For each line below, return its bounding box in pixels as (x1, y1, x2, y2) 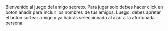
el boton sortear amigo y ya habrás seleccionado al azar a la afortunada (5, 15, 155, 20)
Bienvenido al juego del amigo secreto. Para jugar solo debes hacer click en (5, 4, 163, 10)
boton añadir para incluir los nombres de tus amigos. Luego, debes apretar (5, 9, 161, 15)
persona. (5, 20, 24, 26)
